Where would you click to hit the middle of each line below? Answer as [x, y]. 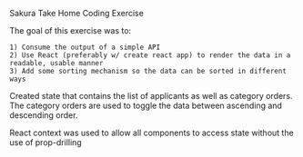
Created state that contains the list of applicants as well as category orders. [151, 96]
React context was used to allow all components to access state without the [151, 132]
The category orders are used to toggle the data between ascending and [146, 105]
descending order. [44, 115]
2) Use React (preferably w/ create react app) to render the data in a [150, 55]
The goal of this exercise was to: [71, 30]
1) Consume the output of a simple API [85, 47]
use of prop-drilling [45, 142]
